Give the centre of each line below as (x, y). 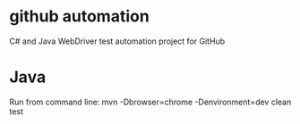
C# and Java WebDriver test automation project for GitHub (117, 41)
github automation (79, 17)
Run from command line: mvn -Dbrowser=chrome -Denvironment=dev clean (150, 102)
